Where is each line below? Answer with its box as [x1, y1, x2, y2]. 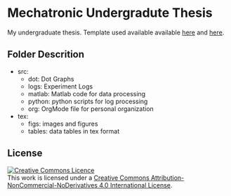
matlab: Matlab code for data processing [27, 89, 146, 98]
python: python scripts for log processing [27, 97, 148, 105]
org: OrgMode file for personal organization [27, 104, 154, 113]
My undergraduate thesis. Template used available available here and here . [7, 28, 225, 37]
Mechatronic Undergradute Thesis [7, 5, 213, 21]
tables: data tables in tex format [27, 126, 120, 135]
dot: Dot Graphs [27, 74, 74, 83]
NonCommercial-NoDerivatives [7, 181, 98, 189]
